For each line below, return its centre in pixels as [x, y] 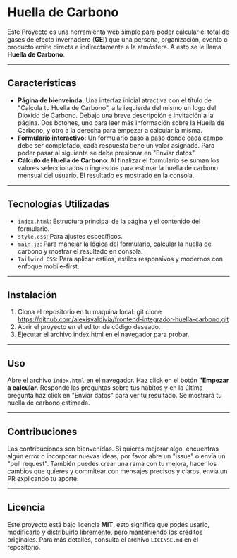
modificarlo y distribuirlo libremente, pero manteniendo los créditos [105, 532]
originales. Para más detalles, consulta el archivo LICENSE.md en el [103, 539]
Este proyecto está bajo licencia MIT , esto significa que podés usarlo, [109, 524]
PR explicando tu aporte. [43, 479]
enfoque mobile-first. [48, 266]
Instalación [32, 295]
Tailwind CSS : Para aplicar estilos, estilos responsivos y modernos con [120, 259]
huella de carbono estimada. [49, 403]
